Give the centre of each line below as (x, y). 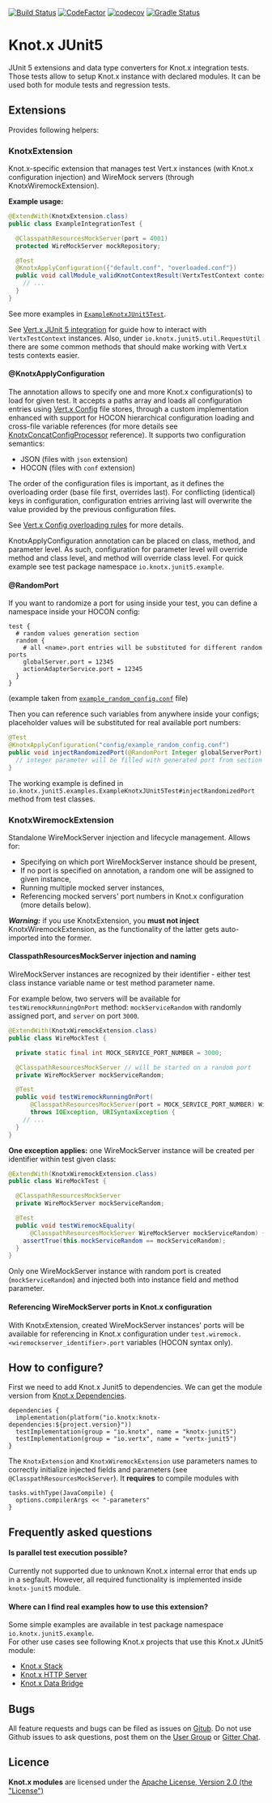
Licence (29, 1762)
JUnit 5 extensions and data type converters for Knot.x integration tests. (129, 67)
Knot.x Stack (41, 1666)
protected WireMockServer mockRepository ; (88, 246)
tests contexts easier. (44, 355)
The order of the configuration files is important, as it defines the (116, 483)
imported (23, 938)
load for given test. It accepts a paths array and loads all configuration (125, 400)
